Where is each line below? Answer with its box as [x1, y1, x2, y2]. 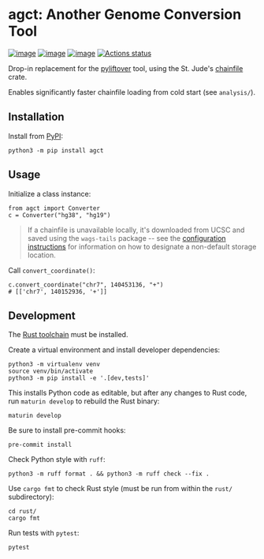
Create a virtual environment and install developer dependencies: [8, 345, 221, 355]
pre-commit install [8, 441, 73, 449]
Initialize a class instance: [8, 189, 91, 198]
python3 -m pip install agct [8, 146, 104, 155]
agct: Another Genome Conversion [8, 6, 242, 24]
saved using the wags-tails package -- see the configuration [27, 233, 226, 242]
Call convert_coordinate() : [8, 265, 96, 275]
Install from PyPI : [8, 131, 64, 141]
